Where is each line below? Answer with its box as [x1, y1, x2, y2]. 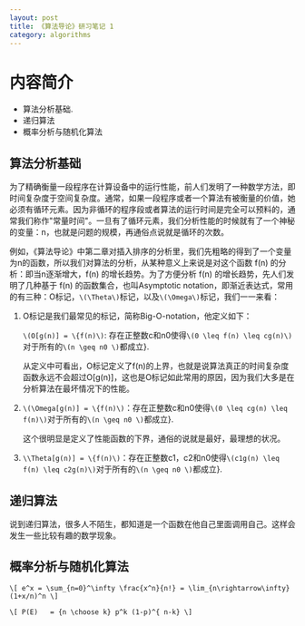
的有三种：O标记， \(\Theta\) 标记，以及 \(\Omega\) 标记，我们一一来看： [9, 291, 280, 302]
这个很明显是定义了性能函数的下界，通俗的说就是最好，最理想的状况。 [22, 433, 286, 445]
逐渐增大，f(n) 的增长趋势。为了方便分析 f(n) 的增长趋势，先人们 [45, 269, 287, 279]
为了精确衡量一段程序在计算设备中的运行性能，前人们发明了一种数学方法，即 [9, 181, 296, 192]
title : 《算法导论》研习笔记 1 [9, 22, 114, 31]
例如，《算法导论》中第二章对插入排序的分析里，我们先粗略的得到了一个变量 [9, 246, 292, 257]
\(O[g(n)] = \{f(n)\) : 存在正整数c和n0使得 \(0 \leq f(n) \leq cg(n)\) [22, 330, 293, 341]
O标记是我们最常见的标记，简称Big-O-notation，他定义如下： [22, 310, 252, 322]
